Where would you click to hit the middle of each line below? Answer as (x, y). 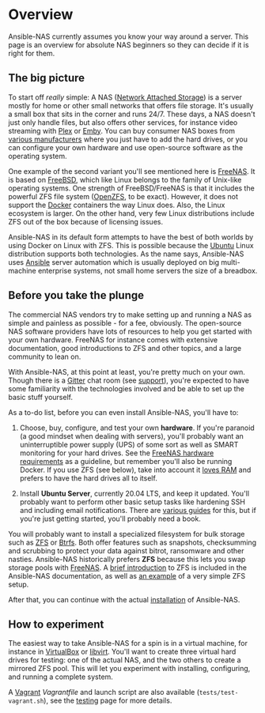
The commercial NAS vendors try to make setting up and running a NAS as (130, 315)
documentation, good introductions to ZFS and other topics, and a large (125, 348)
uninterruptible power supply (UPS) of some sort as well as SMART (129, 444)
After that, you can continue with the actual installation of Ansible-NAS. (124, 599)
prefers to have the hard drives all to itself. (89, 478)
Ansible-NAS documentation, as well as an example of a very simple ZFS (127, 575)
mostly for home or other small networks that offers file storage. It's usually (131, 105)
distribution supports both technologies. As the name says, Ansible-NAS (126, 254)
